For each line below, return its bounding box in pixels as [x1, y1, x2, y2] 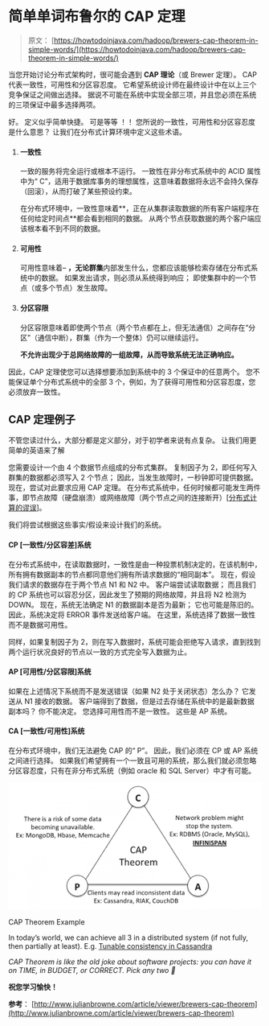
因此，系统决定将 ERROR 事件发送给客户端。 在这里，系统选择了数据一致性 [8, 609, 255, 620]
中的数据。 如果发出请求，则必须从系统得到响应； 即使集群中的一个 [26, 273, 250, 282]
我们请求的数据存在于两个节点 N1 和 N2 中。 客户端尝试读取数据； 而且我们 [8, 579, 256, 589]
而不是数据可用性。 [8, 620, 72, 629]
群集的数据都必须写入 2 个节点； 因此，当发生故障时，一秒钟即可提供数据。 [8, 472, 259, 483]
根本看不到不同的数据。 [26, 224, 105, 233]
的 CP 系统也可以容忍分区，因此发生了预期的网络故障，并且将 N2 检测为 [8, 589, 247, 600]
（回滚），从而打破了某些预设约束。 [19, 187, 137, 196]
